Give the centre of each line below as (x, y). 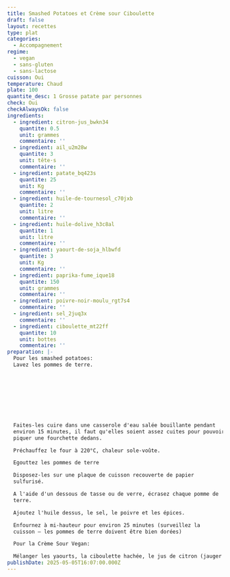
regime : (18, 52)
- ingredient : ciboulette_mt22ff (61, 326)
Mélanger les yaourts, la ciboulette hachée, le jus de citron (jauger (118, 556)
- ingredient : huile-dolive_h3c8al (64, 224)
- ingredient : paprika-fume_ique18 (64, 275)
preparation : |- (30, 352)
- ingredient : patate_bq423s (55, 173)
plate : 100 (23, 90)
